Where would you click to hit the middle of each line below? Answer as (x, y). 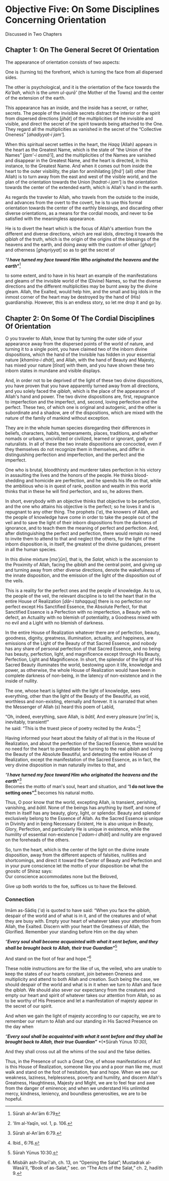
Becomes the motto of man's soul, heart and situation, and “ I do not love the (84, 786)
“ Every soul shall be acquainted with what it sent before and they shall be (84, 1036)
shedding (15, 481)
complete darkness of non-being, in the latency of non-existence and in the (83, 675)
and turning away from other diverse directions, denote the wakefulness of (83, 570)
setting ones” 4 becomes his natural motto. (50, 792)
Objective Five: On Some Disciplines (82, 9)
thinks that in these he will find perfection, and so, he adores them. (74, 491)
